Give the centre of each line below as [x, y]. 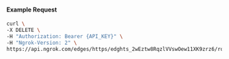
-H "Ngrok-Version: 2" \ [42, 43]
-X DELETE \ [23, 31]
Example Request [32, 9]
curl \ [16, 24]
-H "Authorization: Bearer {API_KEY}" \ [65, 36]
